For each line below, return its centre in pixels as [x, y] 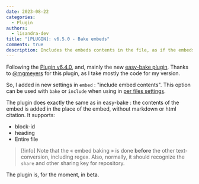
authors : [17, 28]
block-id [25, 126]
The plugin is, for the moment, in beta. [53, 175]
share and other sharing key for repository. [73, 163]
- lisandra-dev [30, 34]
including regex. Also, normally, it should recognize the [118, 157]
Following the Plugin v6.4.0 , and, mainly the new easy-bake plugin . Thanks [97, 67]
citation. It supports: [31, 115]
